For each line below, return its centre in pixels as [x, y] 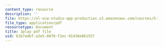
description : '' [21, 14]
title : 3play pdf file [28, 32]
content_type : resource [29, 9]
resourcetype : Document [29, 27]
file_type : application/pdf [34, 23]
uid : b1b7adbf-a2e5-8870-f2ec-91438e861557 [50, 36]
